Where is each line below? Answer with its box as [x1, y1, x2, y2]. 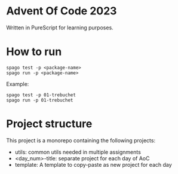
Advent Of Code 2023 [6, 4, 117, 18]
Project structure [6, 117, 93, 131]
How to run [6, 45, 62, 59]
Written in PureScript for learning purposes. [6, 24, 113, 31]
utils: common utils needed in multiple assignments [14, 148, 142, 155]
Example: [6, 80, 29, 87]
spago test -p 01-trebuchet [6, 91, 76, 98]
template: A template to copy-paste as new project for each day [14, 161, 172, 168]
